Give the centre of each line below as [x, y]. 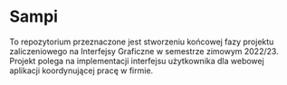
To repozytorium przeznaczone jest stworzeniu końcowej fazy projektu [142, 42]
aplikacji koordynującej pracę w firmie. [81, 71]
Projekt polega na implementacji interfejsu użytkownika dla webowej [137, 61]
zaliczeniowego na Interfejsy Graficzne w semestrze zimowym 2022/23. [144, 51]
